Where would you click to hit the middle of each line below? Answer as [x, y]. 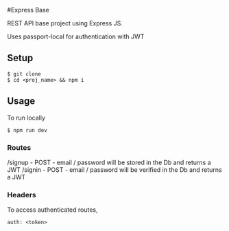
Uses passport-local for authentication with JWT [76, 36]
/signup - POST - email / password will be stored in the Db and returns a [109, 162]
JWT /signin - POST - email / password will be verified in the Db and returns [114, 169]
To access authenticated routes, [52, 210]
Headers [22, 195]
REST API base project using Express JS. [65, 23]
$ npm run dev [27, 130]
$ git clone [24, 74]
